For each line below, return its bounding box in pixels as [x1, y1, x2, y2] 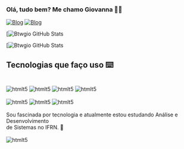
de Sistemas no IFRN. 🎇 [6, 124, 64, 131]
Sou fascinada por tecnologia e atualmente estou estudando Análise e [6, 111, 178, 118]
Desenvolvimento [6, 118, 49, 125]
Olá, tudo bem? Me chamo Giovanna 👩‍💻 [6, 5, 123, 14]
